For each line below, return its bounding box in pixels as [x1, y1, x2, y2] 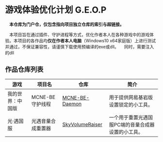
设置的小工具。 [109, 128, 143, 135]
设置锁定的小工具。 [109, 101, 153, 108]
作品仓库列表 [5, 65, 44, 74]
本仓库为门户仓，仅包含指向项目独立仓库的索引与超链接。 [9, 21, 124, 27]
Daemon [62, 100, 81, 107]
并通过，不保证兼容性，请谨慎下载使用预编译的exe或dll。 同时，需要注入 [5, 44, 154, 49]
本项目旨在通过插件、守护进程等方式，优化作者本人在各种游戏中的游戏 [9, 32, 149, 37]
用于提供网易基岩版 [109, 94, 153, 101]
